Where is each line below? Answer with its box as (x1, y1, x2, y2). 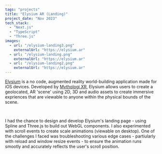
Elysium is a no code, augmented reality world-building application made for (5, 79, 157, 84)
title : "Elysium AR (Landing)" (5, 12, 68, 16)
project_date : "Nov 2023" (5, 16, 57, 21)
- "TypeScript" (9, 29, 40, 34)
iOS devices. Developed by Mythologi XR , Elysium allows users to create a (5, 84, 153, 89)
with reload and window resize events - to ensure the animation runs (5, 139, 142, 144)
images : (5, 39, 21, 43)
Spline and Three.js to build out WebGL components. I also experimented (5, 123, 151, 128)
